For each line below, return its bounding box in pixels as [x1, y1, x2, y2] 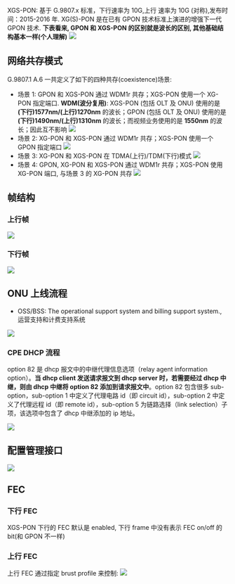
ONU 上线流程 [7, 288, 68, 300]
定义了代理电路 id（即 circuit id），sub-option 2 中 [75, 391, 219, 400]
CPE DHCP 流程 [7, 348, 60, 357]
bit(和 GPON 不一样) [7, 532, 65, 540]
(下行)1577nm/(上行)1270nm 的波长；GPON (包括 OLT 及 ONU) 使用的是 [17, 108, 227, 116]
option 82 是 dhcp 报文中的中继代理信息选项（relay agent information [7, 364, 208, 373]
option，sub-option [7, 391, 64, 400]
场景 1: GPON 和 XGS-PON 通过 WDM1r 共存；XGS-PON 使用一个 [17, 90, 206, 99]
